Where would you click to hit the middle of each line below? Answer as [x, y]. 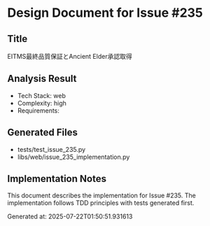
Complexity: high [42, 103]
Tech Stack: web [42, 95]
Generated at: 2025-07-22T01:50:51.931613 [70, 217]
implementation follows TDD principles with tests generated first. [101, 203]
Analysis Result [42, 79]
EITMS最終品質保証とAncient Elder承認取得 [70, 56]
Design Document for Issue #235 [105, 13]
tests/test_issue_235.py [51, 149]
